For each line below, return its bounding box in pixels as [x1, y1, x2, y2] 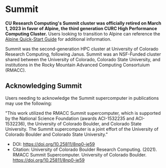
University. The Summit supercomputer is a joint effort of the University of [5, 126, 158, 132]
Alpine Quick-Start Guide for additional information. [5, 36, 112, 42]
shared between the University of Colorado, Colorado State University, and [5, 56, 161, 62]
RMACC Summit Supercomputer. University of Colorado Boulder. [12, 151, 147, 157]
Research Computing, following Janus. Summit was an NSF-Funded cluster [5, 51, 161, 57]
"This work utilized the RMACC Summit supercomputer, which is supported [5, 110, 161, 116]
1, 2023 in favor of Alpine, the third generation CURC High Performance [5, 25, 157, 31]
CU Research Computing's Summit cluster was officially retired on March [5, 20, 161, 26]
